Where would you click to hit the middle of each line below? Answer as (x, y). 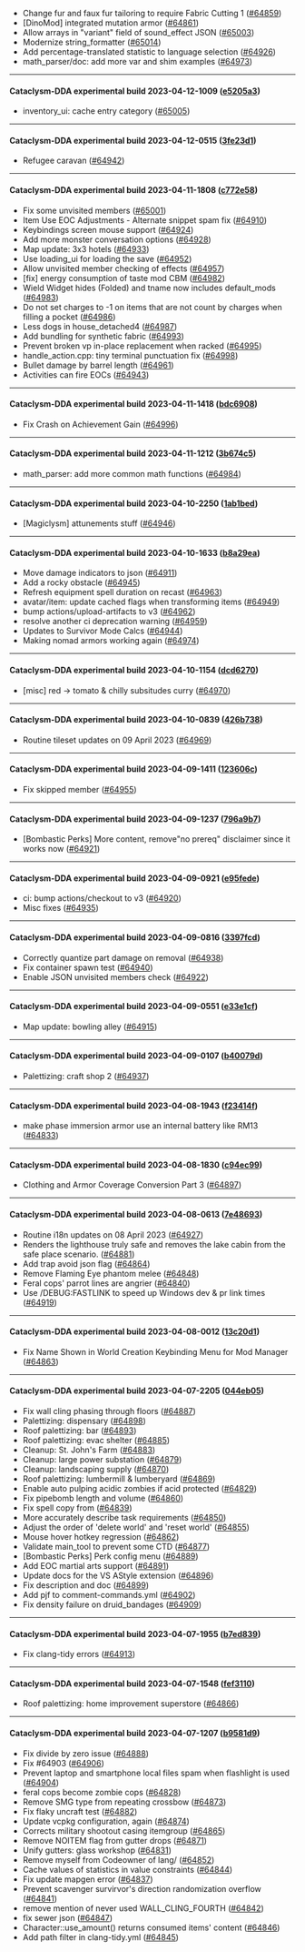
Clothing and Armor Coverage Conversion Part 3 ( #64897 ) (132, 1185)
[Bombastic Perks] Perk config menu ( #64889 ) (110, 1556)
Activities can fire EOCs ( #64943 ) (86, 374)
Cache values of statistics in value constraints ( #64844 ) (128, 1869)
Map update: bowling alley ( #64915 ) (90, 1027)
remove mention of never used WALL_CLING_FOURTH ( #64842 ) (143, 1908)
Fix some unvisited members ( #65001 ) (94, 210)
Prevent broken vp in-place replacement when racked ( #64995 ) (142, 346)
